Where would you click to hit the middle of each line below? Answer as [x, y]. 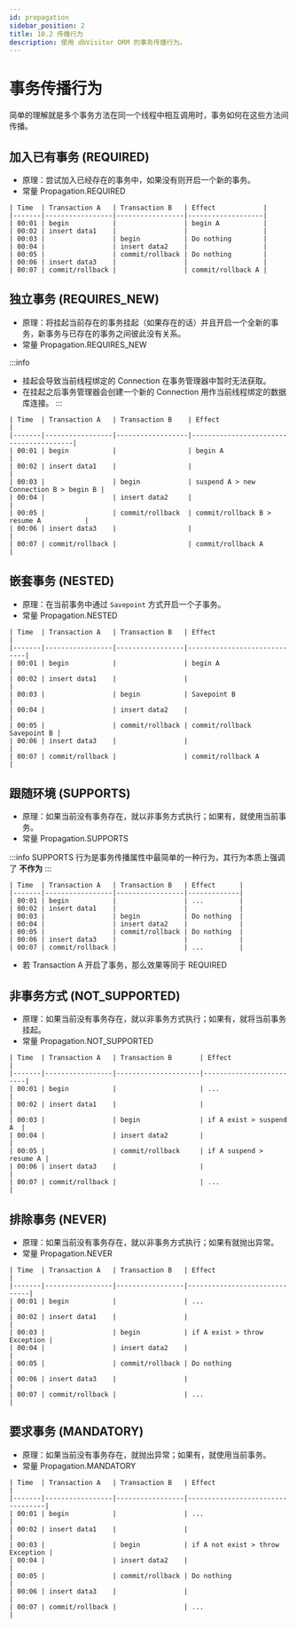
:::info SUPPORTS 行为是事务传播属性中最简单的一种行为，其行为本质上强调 [147, 857]
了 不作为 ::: [30, 869]
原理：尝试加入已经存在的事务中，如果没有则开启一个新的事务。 [138, 180]
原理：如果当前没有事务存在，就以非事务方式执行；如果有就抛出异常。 [150, 1243]
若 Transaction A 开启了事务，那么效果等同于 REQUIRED [125, 965]
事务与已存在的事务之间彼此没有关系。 [116, 333]
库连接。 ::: [42, 403]
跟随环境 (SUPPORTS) [70, 794]
